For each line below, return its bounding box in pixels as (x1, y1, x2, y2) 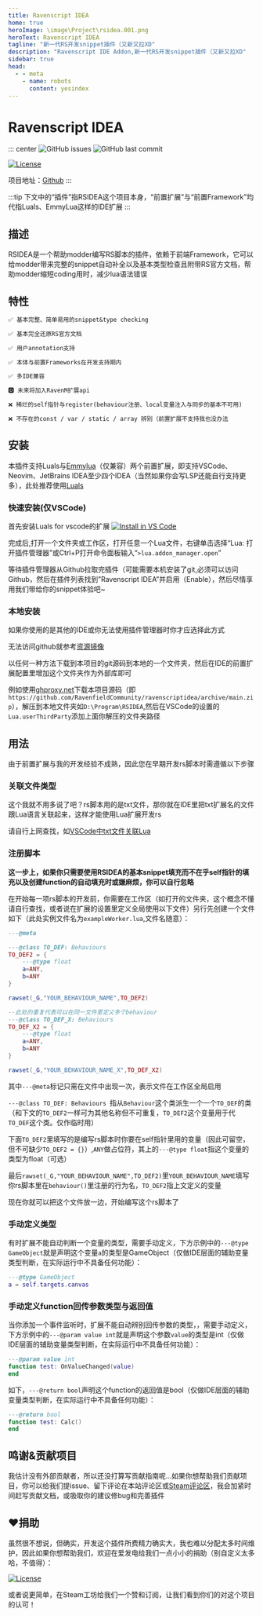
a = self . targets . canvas (8, 1281, 89, 1289)
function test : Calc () (8, 1418, 82, 1426)
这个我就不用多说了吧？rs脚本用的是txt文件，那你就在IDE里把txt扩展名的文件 (8, 800, 255, 810)
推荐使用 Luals (38, 481, 84, 490)
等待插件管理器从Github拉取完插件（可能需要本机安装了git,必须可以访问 (8, 565, 239, 574)
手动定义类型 (8, 1219, 57, 1230)
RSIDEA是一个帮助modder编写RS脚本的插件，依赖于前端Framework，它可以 (8, 250, 254, 259)
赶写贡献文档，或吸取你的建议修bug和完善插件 (14, 1491, 165, 1501)
